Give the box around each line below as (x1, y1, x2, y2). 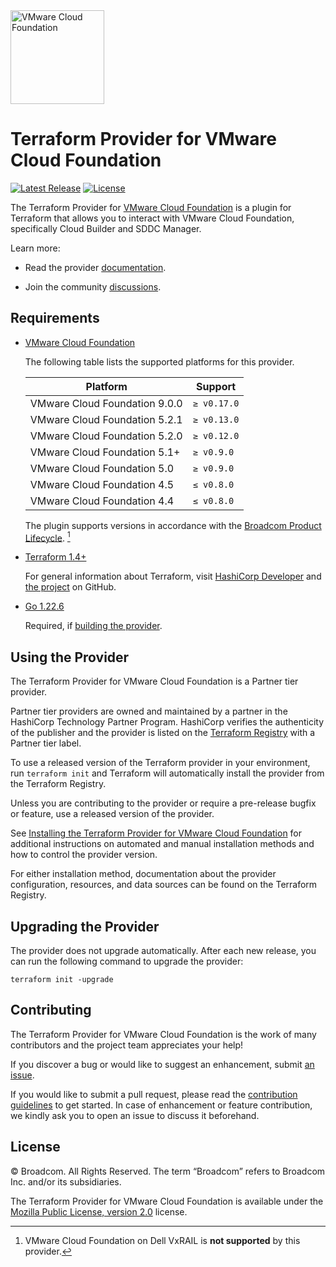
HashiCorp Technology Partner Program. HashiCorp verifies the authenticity (10, 716, 325, 728)
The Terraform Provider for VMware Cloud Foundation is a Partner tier (10, 675, 299, 688)
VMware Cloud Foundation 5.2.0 (29, 429, 183, 443)
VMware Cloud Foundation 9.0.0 (29, 396, 183, 410)
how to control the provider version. (10, 849, 158, 861)
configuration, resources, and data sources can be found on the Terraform (10, 879, 318, 891)
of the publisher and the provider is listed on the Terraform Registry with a (10, 727, 316, 739)
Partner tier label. (10, 737, 82, 749)
